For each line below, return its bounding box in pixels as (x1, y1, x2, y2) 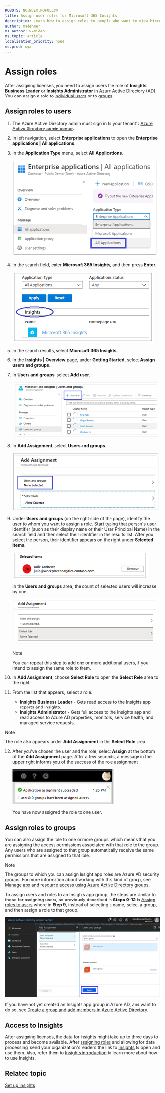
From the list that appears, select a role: (12, 689, 93, 695)
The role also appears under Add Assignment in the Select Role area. (5, 739, 147, 744)
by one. (12, 589, 28, 595)
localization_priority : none (5, 39, 65, 44)
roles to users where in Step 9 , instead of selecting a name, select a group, (5, 901, 157, 908)
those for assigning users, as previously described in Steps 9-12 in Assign (5, 897, 156, 902)
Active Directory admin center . (12, 126, 74, 131)
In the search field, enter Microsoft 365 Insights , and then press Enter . (12, 261, 157, 268)
